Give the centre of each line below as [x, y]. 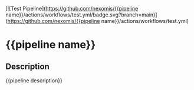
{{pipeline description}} [34, 81]
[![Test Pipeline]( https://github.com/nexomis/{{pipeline [72, 9]
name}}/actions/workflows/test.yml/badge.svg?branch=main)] [81, 15]
